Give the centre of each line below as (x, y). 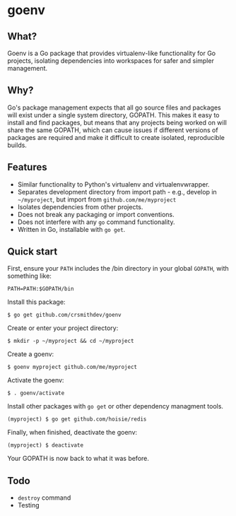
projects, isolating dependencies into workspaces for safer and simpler (111, 61)
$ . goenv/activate (36, 393)
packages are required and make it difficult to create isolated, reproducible (116, 137)
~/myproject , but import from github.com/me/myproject (97, 199)
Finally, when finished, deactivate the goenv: (72, 433)
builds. (17, 145)
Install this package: (36, 302)
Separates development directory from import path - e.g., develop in (117, 192)
